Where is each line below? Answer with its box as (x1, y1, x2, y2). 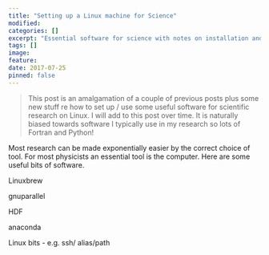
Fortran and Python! (27, 127, 94, 137)
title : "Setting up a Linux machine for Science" (8, 11, 178, 20)
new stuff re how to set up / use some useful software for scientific (27, 102, 250, 111)
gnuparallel (8, 191, 46, 200)
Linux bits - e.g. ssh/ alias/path (8, 237, 110, 247)
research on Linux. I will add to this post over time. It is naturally (27, 110, 239, 120)
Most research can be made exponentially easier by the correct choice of (8, 143, 251, 152)
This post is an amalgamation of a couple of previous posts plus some (27, 93, 259, 103)
